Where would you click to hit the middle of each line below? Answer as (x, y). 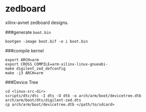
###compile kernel (24, 50)
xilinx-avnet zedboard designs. (37, 22)
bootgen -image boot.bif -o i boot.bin (47, 41)
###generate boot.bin (28, 32)
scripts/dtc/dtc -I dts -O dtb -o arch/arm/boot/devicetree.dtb (73, 95)
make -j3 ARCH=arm (24, 73)
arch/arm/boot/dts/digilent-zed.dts (43, 100)
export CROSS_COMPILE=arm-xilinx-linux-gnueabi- (57, 64)
